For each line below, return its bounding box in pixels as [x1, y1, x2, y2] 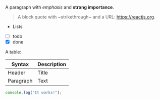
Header [8, 69, 26, 76]
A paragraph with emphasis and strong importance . [5, 4, 115, 10]
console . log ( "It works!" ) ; [5, 90, 62, 95]
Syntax [11, 61, 29, 68]
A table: [5, 49, 22, 55]
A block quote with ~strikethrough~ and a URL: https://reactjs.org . [17, 14, 155, 19]
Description [37, 61, 67, 68]
